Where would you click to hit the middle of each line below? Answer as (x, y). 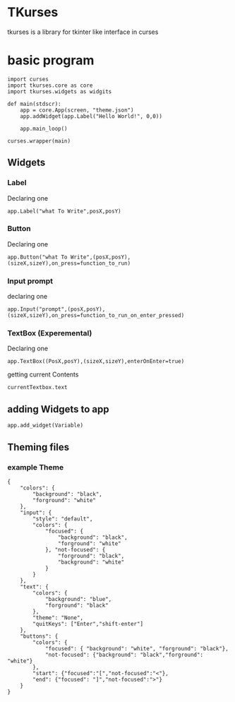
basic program (51, 60)
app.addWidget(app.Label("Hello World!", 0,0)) (91, 116)
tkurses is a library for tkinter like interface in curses (83, 32)
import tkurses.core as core (50, 85)
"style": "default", (63, 519)
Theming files (38, 447)
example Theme (36, 467)
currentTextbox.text (38, 388)
